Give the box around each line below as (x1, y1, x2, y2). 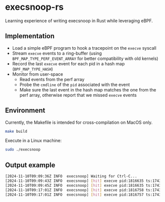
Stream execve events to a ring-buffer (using (12, 50, 102, 56)
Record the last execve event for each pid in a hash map (12, 60, 125, 66)
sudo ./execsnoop (5, 147, 41, 152)
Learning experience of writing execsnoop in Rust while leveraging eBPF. (5, 18, 153, 24)
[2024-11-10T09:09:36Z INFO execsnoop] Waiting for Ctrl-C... (5, 174, 137, 179)
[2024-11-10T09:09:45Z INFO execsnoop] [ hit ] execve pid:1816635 (5, 183, 144, 188)
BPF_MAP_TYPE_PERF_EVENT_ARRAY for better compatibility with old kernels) (12, 56, 159, 61)
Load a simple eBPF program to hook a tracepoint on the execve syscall (12, 45, 157, 51)
